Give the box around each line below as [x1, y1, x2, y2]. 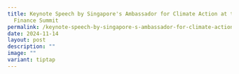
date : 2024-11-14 [7, 30, 59, 37]
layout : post [7, 37, 46, 44]
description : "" [7, 43, 55, 50]
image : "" [7, 50, 37, 57]
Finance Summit [14, 17, 59, 24]
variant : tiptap [7, 56, 55, 63]
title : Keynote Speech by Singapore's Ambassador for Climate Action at [7, 10, 228, 18]
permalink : [7, 23, 40, 30]
